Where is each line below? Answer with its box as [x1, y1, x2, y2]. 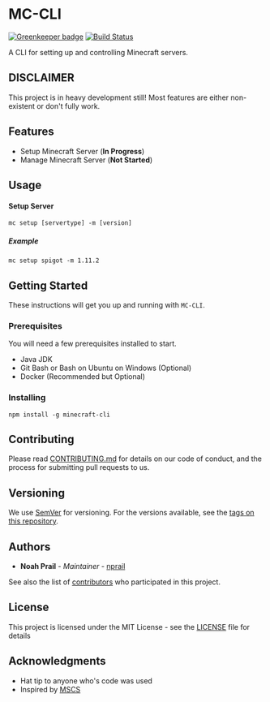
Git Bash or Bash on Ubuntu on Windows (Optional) [19, 363, 192, 373]
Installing [8, 392, 46, 403]
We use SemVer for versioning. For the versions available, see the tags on [8, 508, 255, 518]
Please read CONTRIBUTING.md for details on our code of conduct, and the [8, 454, 262, 463]
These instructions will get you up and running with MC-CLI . [8, 299, 205, 309]
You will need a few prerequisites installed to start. [8, 338, 177, 349]
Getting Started [8, 278, 88, 292]
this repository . [8, 516, 59, 526]
